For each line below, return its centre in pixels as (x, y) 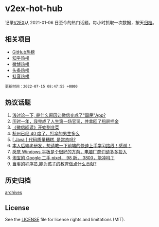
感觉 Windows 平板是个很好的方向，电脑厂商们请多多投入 (70, 152)
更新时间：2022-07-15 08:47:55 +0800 (41, 86)
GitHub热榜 (23, 52)
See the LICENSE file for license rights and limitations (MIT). (65, 220)
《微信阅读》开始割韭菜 (35, 127)
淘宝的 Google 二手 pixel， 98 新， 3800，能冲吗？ (63, 157)
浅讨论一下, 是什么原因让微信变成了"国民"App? (59, 115)
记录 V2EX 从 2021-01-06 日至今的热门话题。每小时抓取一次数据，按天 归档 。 (81, 22)
